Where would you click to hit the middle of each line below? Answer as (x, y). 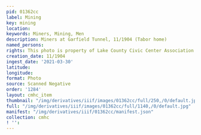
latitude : (19, 67)
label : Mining (24, 17)
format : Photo (24, 78)
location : (19, 28)
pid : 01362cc (22, 12)
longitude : (20, 73)
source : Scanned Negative (38, 84)
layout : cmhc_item (29, 95)
